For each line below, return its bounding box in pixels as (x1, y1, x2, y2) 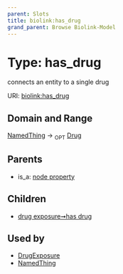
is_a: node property (17, 172, 75, 181)
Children (7, 193, 46, 205)
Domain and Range (7, 112, 93, 125)
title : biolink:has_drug (7, 17, 81, 24)
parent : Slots (7, 10, 50, 18)
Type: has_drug (7, 54, 102, 70)
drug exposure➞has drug (17, 211, 92, 221)
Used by (7, 232, 45, 244)
